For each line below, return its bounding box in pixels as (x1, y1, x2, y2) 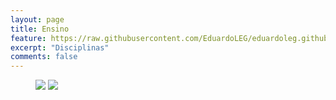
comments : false (10, 52, 78, 62)
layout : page (10, 14, 65, 25)
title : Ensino (10, 24, 70, 34)
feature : (10, 33, 47, 43)
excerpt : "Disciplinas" (10, 42, 110, 53)
